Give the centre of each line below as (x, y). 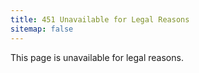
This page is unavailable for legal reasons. (97, 57)
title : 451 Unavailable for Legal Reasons (100, 19)
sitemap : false (42, 29)
